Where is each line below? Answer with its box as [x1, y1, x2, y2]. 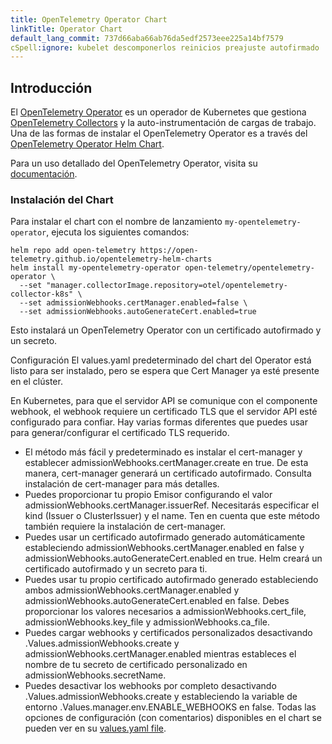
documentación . [10, 168, 78, 180]
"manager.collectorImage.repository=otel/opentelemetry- [46, 281, 288, 291]
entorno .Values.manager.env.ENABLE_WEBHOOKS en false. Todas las [24, 701, 317, 713]
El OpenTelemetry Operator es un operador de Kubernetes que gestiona [10, 106, 307, 118]
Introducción [10, 79, 93, 96]
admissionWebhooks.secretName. [24, 669, 167, 681]
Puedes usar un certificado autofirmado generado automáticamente [24, 531, 306, 543]
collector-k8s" [10, 289, 74, 300]
